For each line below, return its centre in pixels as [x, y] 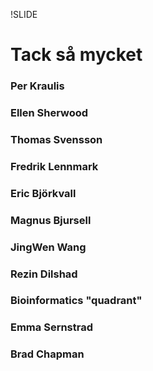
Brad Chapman [47, 354]
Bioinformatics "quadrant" [76, 301]
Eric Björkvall [43, 193]
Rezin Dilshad [44, 274]
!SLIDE [24, 14]
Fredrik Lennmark [54, 166]
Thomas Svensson [56, 139]
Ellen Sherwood [49, 113]
